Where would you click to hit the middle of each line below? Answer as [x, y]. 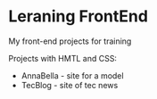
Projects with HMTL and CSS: [63, 58]
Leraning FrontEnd [78, 16]
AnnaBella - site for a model [72, 75]
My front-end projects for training [70, 41]
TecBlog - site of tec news [70, 85]
